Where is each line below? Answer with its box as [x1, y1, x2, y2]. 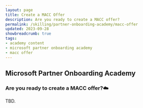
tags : [5, 36, 17, 41]
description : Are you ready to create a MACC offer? [5, 17, 120, 22]
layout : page [5, 7, 33, 13]
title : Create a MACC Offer [5, 12, 65, 17]
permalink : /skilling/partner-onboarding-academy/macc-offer [5, 21, 138, 27]
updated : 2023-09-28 [5, 26, 50, 32]
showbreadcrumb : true [5, 31, 52, 36]
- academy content [5, 41, 44, 46]
